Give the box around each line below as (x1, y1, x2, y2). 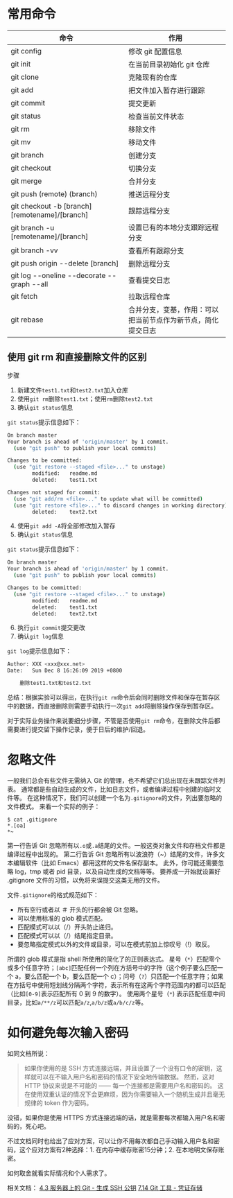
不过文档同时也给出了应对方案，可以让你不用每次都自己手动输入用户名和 (7, 1136, 214, 1145)
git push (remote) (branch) (10, 189, 98, 198)
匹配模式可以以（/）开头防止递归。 (17, 923, 117, 931)
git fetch (10, 291, 38, 301)
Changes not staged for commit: (7, 489, 101, 496)
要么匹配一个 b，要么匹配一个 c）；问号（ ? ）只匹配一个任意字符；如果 (24, 972, 224, 980)
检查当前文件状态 (128, 112, 184, 121)
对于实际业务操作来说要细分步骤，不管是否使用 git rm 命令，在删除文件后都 (7, 717, 221, 724)
